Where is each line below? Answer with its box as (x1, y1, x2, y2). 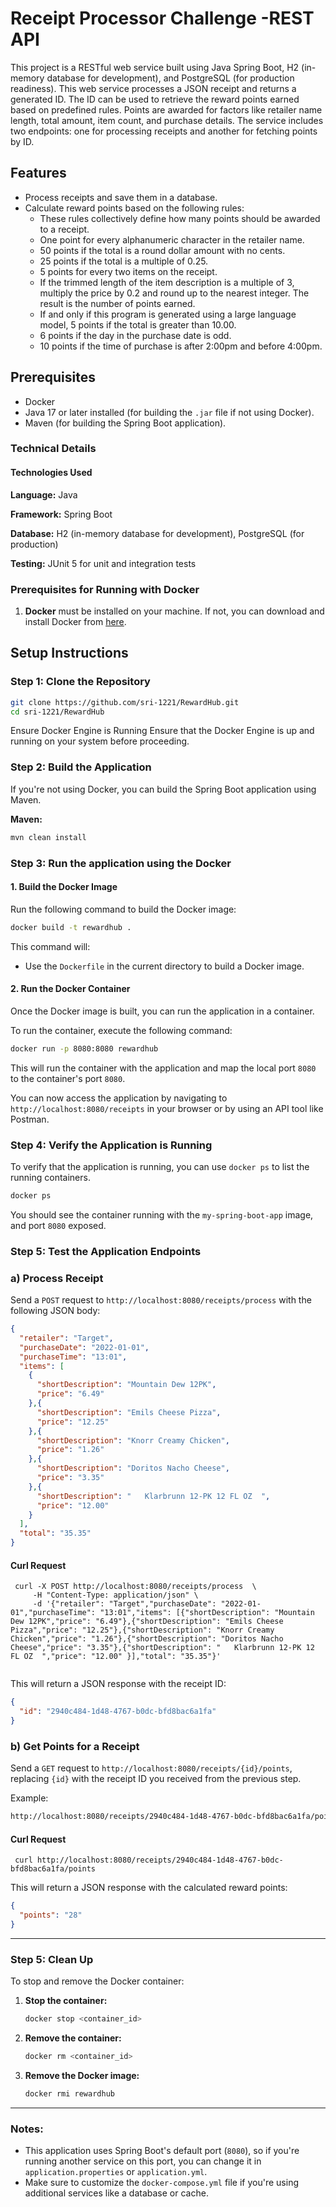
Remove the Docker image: (24, 2069, 140, 2081)
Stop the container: (24, 1995, 108, 2007)
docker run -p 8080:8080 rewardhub (10, 1043, 159, 1054)
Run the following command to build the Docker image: (10, 903, 237, 915)
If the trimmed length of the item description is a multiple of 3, (39, 276, 295, 288)
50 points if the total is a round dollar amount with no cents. (39, 244, 286, 256)
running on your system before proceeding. (10, 735, 190, 747)
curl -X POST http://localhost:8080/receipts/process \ (14, 1582, 257, 1592)
